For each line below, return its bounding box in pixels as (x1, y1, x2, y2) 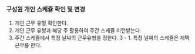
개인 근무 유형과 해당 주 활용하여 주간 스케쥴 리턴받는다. (14, 27, 142, 34)
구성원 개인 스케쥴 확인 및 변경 (6, 5, 86, 13)
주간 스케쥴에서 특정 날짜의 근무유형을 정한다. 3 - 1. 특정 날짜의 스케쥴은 (14, 34, 179, 42)
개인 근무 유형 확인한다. (14, 19, 69, 27)
